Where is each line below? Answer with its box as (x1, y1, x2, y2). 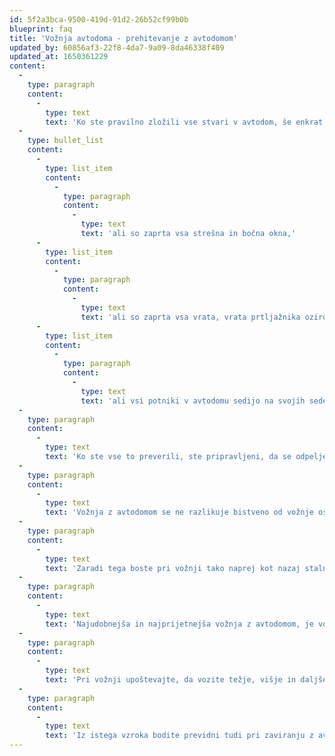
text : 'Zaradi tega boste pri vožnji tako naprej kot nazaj (45, 563, 301, 573)
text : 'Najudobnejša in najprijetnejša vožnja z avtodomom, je (45, 619, 314, 629)
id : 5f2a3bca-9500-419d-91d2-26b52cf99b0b (9, 14, 189, 25)
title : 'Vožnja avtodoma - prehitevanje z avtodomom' (9, 33, 239, 43)
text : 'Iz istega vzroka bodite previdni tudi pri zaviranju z (45, 731, 314, 741)
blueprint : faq (9, 24, 73, 34)
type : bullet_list (27, 136, 104, 146)
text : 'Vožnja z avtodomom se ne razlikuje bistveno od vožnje (45, 507, 314, 518)
